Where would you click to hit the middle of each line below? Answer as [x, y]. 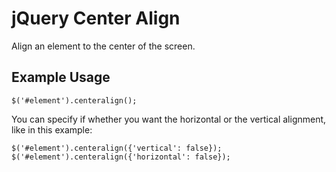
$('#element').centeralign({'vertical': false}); [117, 148]
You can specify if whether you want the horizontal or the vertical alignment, [169, 119]
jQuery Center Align [96, 18]
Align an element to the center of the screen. [103, 46]
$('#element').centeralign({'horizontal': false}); [121, 157]
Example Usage [61, 77]
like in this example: [52, 129]
